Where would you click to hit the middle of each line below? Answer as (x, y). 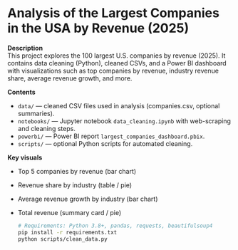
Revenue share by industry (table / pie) (75, 185)
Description (25, 48)
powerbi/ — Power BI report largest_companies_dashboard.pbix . (111, 136)
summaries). (36, 113)
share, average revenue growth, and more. (70, 78)
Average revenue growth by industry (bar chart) (88, 199)
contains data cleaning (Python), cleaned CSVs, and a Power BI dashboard (117, 63)
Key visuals (25, 157)
